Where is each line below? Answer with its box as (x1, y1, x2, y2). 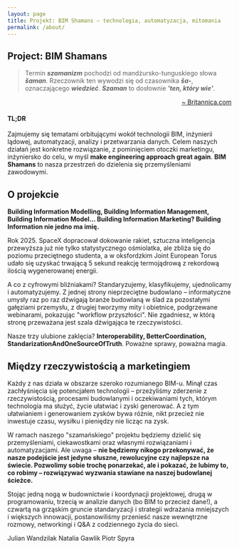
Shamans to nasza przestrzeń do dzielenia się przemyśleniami (7, 160, 191, 169)
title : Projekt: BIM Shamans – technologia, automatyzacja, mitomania (7, 17, 221, 24)
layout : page (7, 10, 46, 18)
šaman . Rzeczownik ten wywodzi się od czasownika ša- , (24, 76, 193, 85)
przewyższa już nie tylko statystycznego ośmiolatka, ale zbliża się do (7, 244, 211, 253)
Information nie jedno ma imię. (7, 222, 100, 231)
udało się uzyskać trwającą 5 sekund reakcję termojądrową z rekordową (7, 259, 219, 268)
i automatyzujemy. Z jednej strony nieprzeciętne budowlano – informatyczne (7, 288, 231, 296)
